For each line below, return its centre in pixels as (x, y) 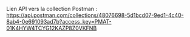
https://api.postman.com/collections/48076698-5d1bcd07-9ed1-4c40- (95, 15)
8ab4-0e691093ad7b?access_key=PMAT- (59, 22)
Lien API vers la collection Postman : (52, 9)
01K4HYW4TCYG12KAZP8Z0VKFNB (52, 28)
